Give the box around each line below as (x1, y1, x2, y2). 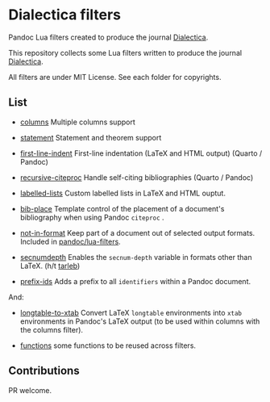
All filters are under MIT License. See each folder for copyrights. (8, 72, 222, 82)
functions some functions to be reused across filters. (19, 341, 196, 350)
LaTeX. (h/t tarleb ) (19, 261, 81, 270)
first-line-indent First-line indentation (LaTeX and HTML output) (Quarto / (19, 148, 263, 158)
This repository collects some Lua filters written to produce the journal (8, 48, 243, 57)
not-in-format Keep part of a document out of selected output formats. (19, 228, 255, 237)
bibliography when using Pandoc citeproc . (19, 212, 164, 222)
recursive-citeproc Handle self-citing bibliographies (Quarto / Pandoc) (19, 172, 254, 182)
